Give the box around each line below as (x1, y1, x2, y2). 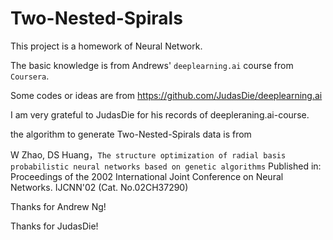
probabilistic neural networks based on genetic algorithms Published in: (10, 160, 322, 172)
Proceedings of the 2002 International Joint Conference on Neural (10, 170, 284, 182)
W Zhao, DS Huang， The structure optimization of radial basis (10, 148, 287, 161)
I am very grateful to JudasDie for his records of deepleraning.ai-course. (10, 108, 310, 121)
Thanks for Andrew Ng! (10, 200, 107, 212)
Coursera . (10, 70, 50, 82)
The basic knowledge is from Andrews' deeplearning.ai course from (10, 59, 294, 71)
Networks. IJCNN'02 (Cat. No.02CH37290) (10, 181, 189, 193)
